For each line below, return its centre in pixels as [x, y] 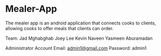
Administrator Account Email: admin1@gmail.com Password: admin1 [76, 48]
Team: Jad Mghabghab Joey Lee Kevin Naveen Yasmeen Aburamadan [79, 38]
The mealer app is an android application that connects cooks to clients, [81, 23]
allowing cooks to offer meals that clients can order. [59, 28]
